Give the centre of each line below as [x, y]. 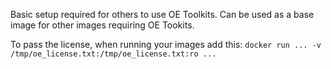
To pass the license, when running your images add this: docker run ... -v [166, 44]
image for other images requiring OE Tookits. [102, 25]
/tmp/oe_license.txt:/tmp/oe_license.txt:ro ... [113, 54]
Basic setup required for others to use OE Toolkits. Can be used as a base [162, 14]
